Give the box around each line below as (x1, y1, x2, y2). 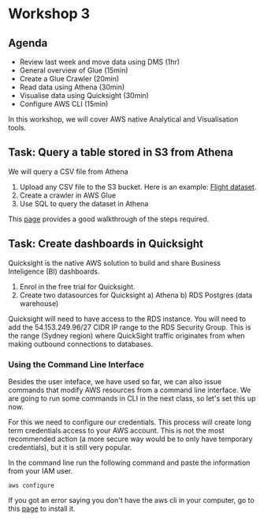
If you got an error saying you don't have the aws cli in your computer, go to (8, 495, 255, 504)
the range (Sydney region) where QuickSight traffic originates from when (8, 330, 246, 340)
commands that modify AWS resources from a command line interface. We (8, 385, 251, 395)
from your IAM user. (8, 466, 73, 475)
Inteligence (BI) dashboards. (8, 266, 100, 276)
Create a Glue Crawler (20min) (19, 74, 120, 83)
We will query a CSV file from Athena (8, 167, 128, 176)
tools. (8, 123, 27, 132)
